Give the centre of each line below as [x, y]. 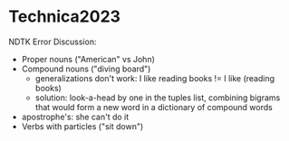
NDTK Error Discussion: [53, 42]
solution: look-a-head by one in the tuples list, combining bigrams [158, 98]
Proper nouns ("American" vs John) [88, 59]
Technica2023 [65, 17]
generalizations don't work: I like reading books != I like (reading [155, 78]
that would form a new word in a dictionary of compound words [154, 107]
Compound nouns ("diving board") [86, 69]
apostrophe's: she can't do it [75, 117]
